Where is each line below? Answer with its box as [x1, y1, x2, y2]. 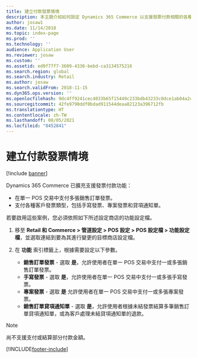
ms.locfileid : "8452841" [6, 123, 67, 129]
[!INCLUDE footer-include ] [6, 345, 69, 352]
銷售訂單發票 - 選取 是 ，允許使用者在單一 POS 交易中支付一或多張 [23, 258, 183, 265]
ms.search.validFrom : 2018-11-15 [6, 85, 88, 91]
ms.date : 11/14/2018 [6, 25, 57, 31]
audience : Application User [6, 47, 75, 53]
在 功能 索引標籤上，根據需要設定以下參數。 [14, 246, 121, 253]
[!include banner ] [6, 169, 48, 176]
